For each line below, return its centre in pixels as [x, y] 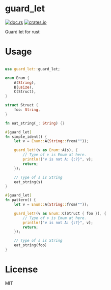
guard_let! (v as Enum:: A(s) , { [46, 150]
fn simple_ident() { [26, 137]
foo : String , [27, 110]
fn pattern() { [21, 200]
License [22, 270]
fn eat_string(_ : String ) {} [35, 123]
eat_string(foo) [31, 245]
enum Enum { [17, 78]
